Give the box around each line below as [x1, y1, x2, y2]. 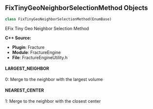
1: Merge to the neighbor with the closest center [5, 98, 101, 104]
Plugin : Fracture [12, 44, 45, 50]
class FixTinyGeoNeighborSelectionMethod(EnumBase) [5, 16, 112, 21]
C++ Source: [5, 35, 32, 41]
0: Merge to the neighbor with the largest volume [5, 76, 103, 82]
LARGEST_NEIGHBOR [5, 65, 50, 72]
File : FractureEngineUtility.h [12, 54, 68, 60]
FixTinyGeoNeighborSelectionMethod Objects [5, 4, 148, 12]
